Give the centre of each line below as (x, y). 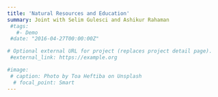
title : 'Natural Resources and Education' (68, 13)
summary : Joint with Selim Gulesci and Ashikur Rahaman (88, 20)
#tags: (19, 26)
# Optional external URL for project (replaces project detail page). (110, 51)
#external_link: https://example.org (64, 58)
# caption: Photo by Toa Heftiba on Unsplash (76, 76)
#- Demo (27, 32)
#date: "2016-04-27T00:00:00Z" (54, 39)
